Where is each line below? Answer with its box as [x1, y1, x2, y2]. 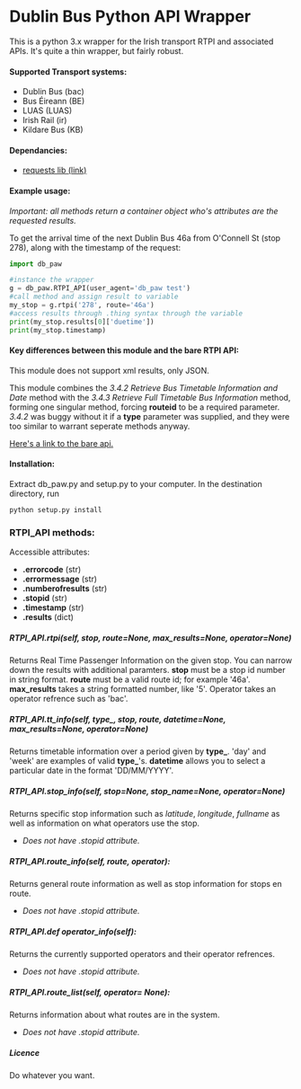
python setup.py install [9, 505, 102, 514]
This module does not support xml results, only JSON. [9, 365, 209, 376]
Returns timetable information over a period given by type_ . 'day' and [9, 746, 267, 757]
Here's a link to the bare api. [9, 438, 114, 448]
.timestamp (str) [22, 602, 84, 613]
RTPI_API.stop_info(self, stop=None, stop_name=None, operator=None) [9, 785, 286, 796]
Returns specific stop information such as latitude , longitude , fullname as [9, 809, 280, 819]
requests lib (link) [22, 164, 87, 176]
